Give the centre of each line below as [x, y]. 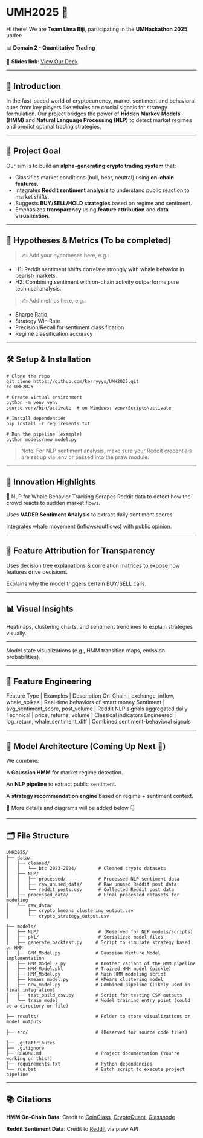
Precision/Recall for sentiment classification [69, 327]
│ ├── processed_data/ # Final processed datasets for [93, 895]
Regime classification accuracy [54, 334]
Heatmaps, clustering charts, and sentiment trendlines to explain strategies [100, 626]
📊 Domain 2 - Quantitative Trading [51, 47]
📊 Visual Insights [40, 609]
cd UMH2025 [20, 387]
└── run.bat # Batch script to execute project [96, 1069]
